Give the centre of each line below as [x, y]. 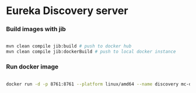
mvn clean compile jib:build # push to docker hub [69, 46]
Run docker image [32, 67]
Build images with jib [36, 29]
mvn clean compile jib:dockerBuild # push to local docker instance [91, 52]
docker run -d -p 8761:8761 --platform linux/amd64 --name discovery [92, 84]
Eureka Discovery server [67, 11]
